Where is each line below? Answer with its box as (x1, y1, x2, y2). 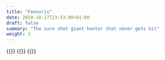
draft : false (6, 20, 39, 26)
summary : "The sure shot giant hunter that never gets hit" (6, 25, 160, 32)
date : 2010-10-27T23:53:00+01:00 (6, 14, 90, 20)
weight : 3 (6, 31, 31, 37)
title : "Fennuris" (6, 8, 52, 15)
